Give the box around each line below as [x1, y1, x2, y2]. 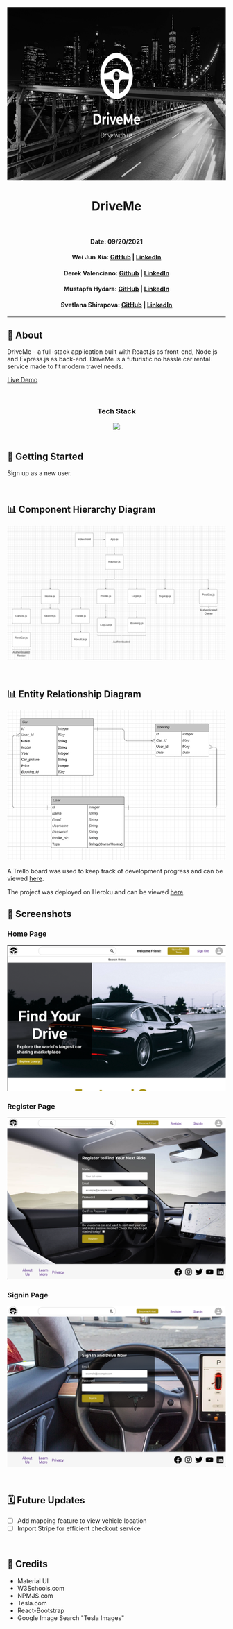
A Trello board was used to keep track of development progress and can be [7, 867, 223, 876]
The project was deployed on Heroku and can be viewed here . [7, 888, 185, 896]
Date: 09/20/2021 [89, 237, 144, 246]
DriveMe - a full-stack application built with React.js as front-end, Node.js [7, 348, 218, 356]
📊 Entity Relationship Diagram [7, 688, 141, 700]
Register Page [7, 1101, 55, 1111]
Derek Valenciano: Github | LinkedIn [63, 268, 170, 277]
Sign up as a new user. [7, 469, 72, 477]
